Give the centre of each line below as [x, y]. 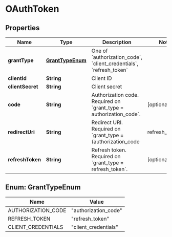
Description [117, 42]
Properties [23, 28]
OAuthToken [32, 9]
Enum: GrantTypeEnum [43, 187]
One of [100, 51]
